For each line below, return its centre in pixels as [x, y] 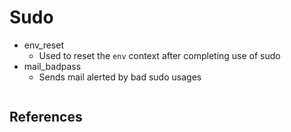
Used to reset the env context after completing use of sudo [159, 55]
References [46, 117]
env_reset [43, 45]
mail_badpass [52, 66]
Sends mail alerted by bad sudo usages [120, 77]
